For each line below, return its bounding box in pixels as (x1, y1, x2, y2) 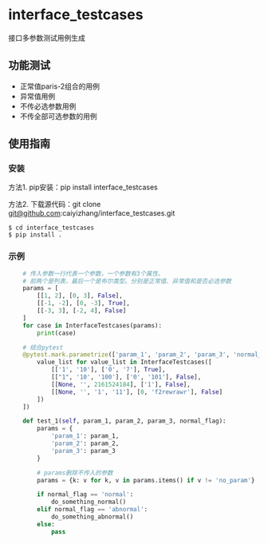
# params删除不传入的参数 (37, 469, 113, 477)
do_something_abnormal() (50, 513, 134, 521)
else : (37, 520, 56, 528)
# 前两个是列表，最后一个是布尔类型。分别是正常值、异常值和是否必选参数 (22, 277, 232, 285)
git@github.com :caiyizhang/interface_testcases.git (8, 208, 175, 218)
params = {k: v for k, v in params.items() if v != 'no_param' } (37, 476, 255, 484)
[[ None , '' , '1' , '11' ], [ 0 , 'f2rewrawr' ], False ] (50, 387, 223, 396)
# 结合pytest (22, 343, 64, 351)
